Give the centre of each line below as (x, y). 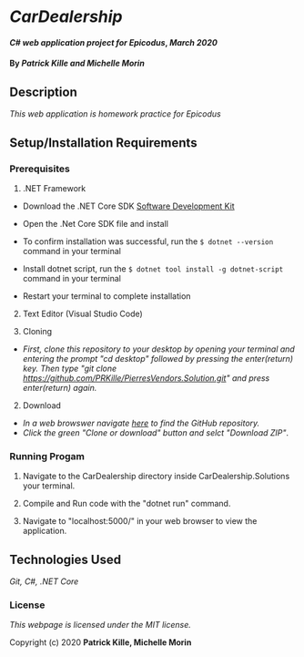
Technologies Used (65, 559)
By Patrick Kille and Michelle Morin (77, 63)
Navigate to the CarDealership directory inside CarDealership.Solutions (156, 477)
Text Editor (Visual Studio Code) (82, 313)
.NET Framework (54, 188)
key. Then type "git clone (70, 368)
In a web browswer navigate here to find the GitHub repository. (141, 423)
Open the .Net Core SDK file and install (95, 223)
